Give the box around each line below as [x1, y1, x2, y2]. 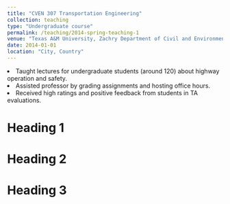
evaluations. [7, 96, 42, 104]
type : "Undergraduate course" [7, 23, 94, 29]
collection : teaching [7, 16, 69, 23]
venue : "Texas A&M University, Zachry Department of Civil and [7, 36, 192, 42]
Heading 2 [7, 151, 67, 167]
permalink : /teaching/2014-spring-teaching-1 [7, 29, 139, 36]
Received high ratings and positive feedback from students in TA [16, 88, 199, 97]
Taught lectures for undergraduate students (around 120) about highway [16, 66, 220, 75]
